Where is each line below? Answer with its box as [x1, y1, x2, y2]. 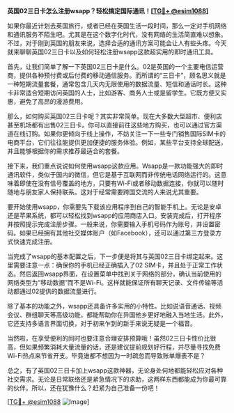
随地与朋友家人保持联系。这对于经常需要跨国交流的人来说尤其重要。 [7, 188, 203, 196]
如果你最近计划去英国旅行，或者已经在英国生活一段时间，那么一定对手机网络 [7, 22, 227, 30]
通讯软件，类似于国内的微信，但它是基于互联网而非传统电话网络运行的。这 [7, 171, 221, 178]
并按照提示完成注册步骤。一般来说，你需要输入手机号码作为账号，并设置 [7, 220, 214, 228]
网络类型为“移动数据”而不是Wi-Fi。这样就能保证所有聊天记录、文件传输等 [7, 279, 217, 286]
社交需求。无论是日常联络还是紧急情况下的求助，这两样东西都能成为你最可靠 [7, 375, 227, 383]
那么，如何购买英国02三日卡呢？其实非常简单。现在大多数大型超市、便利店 [7, 112, 223, 120]
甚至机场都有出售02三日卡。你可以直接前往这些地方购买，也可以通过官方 [7, 121, 217, 129]
